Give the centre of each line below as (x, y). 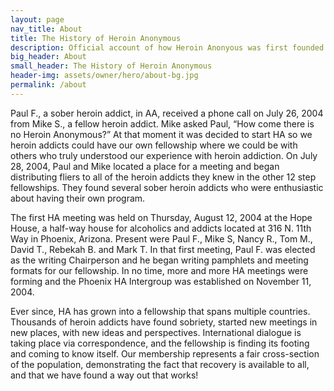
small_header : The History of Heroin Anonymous (111, 66)
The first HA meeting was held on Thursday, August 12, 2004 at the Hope (161, 217)
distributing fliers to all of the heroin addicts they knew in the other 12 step (163, 177)
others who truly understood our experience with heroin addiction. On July (164, 155)
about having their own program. (78, 198)
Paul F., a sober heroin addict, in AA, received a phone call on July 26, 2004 (167, 113)
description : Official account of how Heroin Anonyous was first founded (167, 47)
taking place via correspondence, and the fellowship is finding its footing (160, 343)
